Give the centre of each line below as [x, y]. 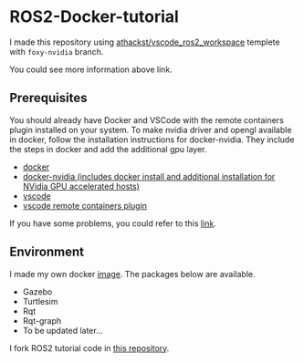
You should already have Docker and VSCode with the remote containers [147, 119]
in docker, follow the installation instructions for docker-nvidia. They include [152, 140]
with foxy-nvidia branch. [57, 51]
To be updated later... [63, 330]
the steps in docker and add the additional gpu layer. [108, 149]
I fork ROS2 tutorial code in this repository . [89, 347]
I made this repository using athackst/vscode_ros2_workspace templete [145, 42]
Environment [47, 252]
